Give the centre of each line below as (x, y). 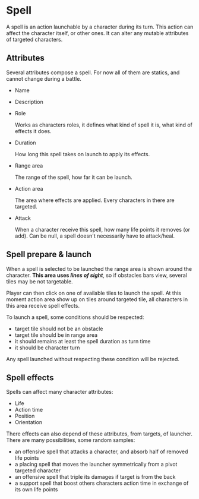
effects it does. (33, 131)
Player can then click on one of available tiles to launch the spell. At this (94, 293)
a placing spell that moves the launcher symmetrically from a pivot (96, 465)
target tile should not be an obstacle (59, 329)
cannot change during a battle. (44, 78)
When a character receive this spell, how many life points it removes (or (102, 229)
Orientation (29, 422)
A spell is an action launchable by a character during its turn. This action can (100, 27)
